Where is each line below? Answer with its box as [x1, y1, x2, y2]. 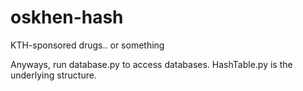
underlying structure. [10, 69, 97, 81]
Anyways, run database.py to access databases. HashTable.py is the [10, 58, 293, 70]
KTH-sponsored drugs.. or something [10, 39, 165, 51]
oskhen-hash [10, 6, 124, 29]
